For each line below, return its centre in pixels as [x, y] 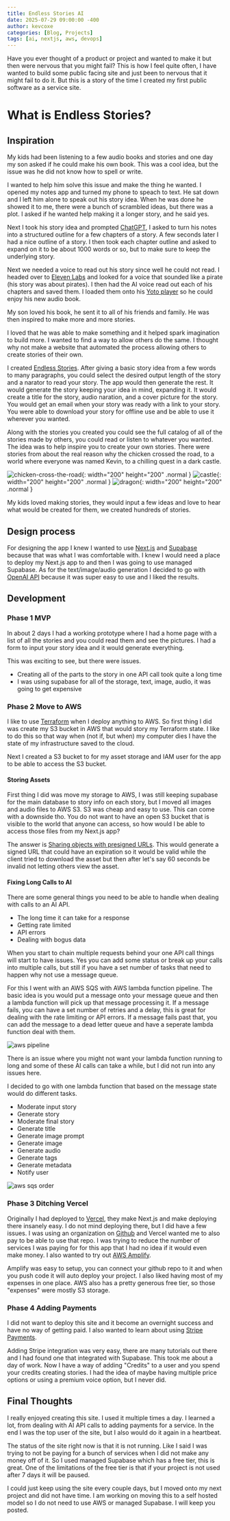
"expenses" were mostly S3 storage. [59, 1290]
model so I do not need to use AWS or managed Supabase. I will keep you [111, 1502]
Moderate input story [47, 1107]
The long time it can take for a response [73, 918]
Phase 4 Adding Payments [52, 1308]
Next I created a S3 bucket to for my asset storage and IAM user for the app [114, 756]
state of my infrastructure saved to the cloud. [71, 743]
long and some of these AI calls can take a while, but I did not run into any [111, 1066]
